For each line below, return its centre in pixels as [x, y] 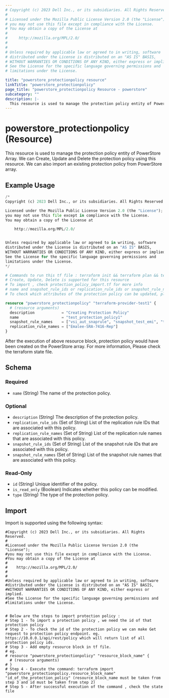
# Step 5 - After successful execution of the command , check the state [84, 687]
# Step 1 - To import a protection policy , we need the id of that [78, 621]
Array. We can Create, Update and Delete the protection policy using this [80, 159]
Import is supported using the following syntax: [54, 523]
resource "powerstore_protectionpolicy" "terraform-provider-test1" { [81, 303]
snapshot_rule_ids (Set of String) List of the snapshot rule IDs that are [85, 444]
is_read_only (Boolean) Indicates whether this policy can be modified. [85, 489]
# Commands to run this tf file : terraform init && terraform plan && [82, 275]
